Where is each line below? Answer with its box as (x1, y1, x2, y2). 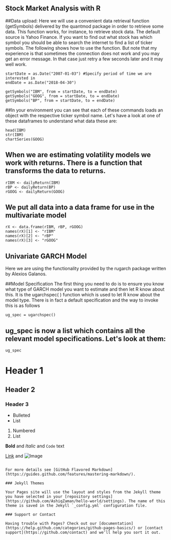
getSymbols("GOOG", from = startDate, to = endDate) (5, 93, 120, 99)
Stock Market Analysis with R (5, 4, 101, 13)
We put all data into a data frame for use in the (5, 203, 155, 212)
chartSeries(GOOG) (5, 137, 44, 142)
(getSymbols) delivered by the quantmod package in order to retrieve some (5, 23, 164, 29)
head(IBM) (5, 127, 27, 133)
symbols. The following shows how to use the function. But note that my (5, 45, 157, 51)
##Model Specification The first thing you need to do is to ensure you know (5, 281, 164, 287)
